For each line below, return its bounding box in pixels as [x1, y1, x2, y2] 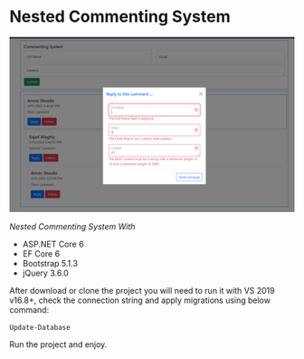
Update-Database [9, 324, 71, 333]
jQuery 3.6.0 [22, 267, 70, 278]
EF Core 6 [22, 248, 61, 259]
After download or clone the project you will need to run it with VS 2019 [9, 286, 275, 296]
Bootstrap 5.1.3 [22, 258, 79, 269]
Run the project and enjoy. [9, 339, 108, 350]
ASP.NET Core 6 [22, 238, 84, 250]
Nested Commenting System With [9, 221, 136, 232]
